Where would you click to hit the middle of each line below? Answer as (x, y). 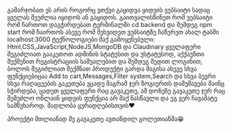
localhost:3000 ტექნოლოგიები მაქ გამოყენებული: (81, 39)
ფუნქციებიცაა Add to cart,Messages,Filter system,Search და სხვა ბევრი (111, 76)
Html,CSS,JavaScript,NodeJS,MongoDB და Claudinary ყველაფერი (104, 47)
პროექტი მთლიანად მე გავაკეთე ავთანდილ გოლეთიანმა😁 (96, 119)
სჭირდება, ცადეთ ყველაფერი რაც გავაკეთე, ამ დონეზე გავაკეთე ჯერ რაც (116, 91)
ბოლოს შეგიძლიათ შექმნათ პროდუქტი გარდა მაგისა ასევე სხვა (102, 69)
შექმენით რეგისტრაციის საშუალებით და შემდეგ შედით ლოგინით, (105, 61)
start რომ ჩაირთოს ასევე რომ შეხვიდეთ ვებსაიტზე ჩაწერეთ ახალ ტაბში (113, 32)
